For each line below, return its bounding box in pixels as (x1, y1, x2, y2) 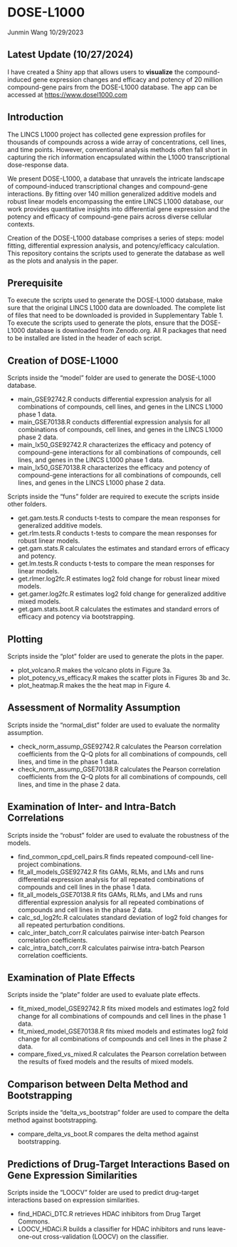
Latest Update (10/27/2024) (7, 49, 134, 61)
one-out (17, 1233, 42, 1241)
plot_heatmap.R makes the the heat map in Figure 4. (17, 681, 171, 689)
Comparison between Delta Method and (7, 1078, 189, 1090)
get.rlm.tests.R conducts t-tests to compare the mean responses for (17, 529, 217, 538)
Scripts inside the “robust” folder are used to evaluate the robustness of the (7, 831, 229, 839)
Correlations (7, 812, 64, 824)
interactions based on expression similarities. (7, 1196, 140, 1204)
